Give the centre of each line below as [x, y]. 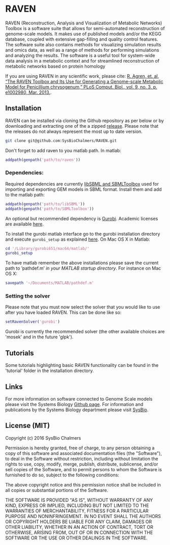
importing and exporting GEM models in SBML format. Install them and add [83, 189]
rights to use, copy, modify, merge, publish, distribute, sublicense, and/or [82, 464]
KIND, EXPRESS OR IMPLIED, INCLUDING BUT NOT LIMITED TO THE [77, 505]
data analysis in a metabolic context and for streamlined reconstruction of [82, 61]
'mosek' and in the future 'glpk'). [39, 337]
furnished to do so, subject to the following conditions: [62, 475]
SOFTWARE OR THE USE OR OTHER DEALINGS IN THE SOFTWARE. [76, 538]
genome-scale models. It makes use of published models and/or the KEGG [83, 34]
